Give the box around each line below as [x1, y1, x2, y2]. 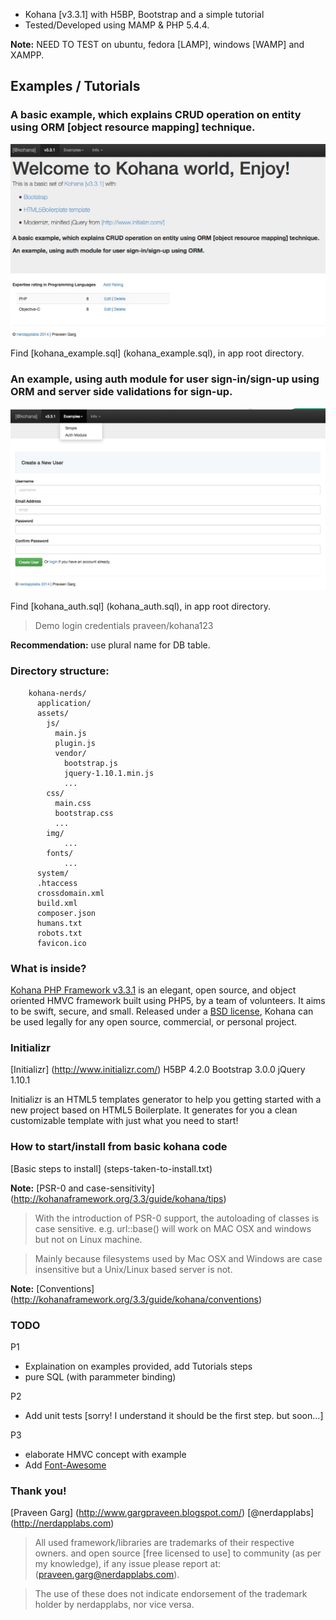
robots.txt [36, 928, 83, 938]
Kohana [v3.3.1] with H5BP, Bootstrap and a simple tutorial [24, 9, 265, 20]
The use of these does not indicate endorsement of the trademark [34, 1588, 308, 1600]
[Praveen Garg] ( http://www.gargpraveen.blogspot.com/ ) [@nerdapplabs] [10, 1507, 315, 1519]
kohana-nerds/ [28, 688, 87, 698]
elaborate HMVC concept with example [24, 1448, 187, 1460]
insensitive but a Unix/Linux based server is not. [34, 1263, 233, 1275]
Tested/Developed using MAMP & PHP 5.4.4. [24, 19, 210, 31]
